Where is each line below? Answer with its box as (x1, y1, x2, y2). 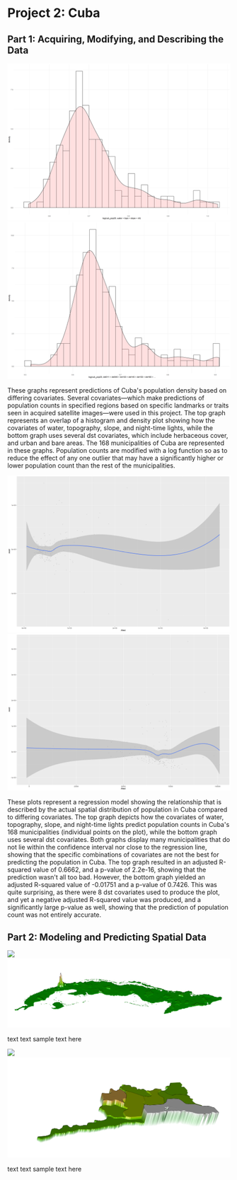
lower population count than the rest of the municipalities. (7, 461, 175, 470)
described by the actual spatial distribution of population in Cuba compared (7, 805, 228, 814)
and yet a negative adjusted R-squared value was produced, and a (7, 896, 202, 904)
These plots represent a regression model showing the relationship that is (7, 798, 221, 806)
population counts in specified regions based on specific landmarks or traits (7, 401, 229, 410)
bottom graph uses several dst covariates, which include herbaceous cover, (7, 431, 229, 439)
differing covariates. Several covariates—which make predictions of (7, 393, 205, 402)
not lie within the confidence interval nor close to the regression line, (7, 843, 207, 852)
